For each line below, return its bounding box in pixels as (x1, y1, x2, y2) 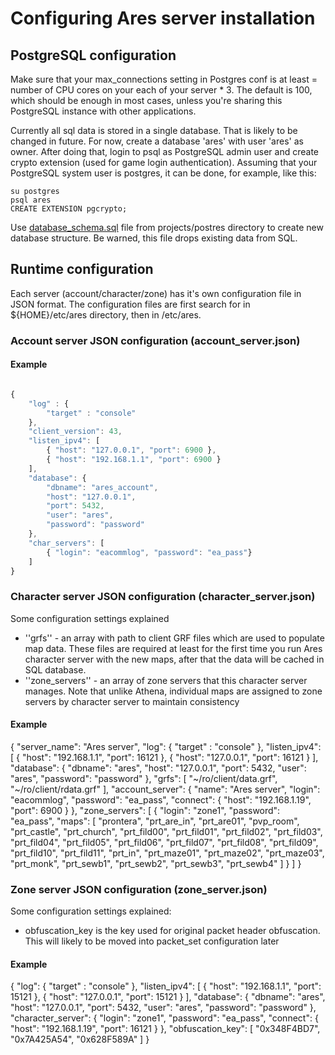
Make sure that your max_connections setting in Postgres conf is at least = (10, 73, 318, 85)
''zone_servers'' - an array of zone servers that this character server (24, 674, 308, 686)
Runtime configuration (10, 261, 154, 278)
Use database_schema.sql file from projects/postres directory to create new (10, 222, 324, 233)
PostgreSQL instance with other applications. (10, 105, 197, 117)
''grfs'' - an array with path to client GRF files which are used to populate (24, 632, 325, 644)
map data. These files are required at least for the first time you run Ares (24, 642, 323, 654)
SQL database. (24, 663, 87, 676)
